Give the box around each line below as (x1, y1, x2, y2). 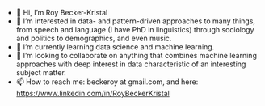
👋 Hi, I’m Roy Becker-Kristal (15, 8, 108, 17)
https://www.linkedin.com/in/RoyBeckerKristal (15, 89, 170, 98)
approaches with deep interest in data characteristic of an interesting (15, 59, 246, 69)
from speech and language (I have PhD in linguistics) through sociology (15, 25, 254, 34)
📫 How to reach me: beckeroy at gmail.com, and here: (15, 77, 199, 87)
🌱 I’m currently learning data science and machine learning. (15, 42, 215, 52)
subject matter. (15, 68, 66, 77)
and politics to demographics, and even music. (15, 33, 172, 43)
